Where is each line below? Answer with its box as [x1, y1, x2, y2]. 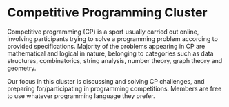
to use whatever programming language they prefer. [7, 91, 155, 100]
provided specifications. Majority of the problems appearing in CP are [7, 42, 206, 50]
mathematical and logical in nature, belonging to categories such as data [7, 49, 214, 58]
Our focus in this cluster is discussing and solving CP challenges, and [7, 77, 205, 85]
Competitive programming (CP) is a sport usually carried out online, [7, 27, 199, 36]
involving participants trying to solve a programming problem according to [7, 34, 219, 43]
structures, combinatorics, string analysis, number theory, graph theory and [7, 56, 223, 64]
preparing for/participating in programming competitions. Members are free [7, 84, 222, 93]
